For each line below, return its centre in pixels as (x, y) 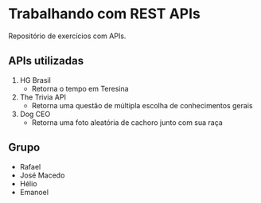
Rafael (30, 166)
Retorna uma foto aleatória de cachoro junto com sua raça (127, 122)
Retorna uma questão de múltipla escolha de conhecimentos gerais (142, 105)
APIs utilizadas (46, 61)
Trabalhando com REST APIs (104, 14)
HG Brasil (35, 80)
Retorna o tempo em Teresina (80, 88)
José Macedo (42, 175)
